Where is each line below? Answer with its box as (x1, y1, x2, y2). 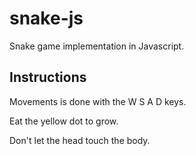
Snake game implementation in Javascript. (9, 40, 185, 52)
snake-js (9, 7, 84, 30)
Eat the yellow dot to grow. (9, 115, 119, 127)
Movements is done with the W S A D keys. (9, 95, 187, 107)
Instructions (9, 69, 87, 86)
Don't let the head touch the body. (9, 134, 151, 146)
